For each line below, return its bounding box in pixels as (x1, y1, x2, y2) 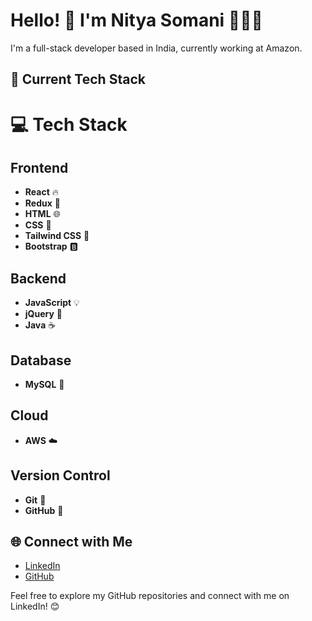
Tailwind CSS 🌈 (24, 230, 90, 242)
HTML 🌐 (24, 208, 61, 220)
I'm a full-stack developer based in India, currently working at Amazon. (10, 42, 303, 54)
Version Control (10, 467, 111, 484)
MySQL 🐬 (24, 378, 65, 390)
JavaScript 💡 (24, 297, 80, 309)
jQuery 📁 (24, 308, 63, 320)
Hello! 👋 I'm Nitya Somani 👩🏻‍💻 (10, 9, 263, 32)
